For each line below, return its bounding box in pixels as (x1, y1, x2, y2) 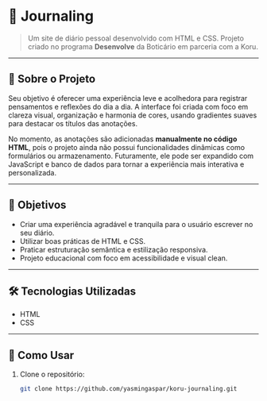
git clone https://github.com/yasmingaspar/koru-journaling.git (19, 385, 238, 393)
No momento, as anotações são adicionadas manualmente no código (8, 134, 238, 144)
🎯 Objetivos (8, 199, 67, 212)
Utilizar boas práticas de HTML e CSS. (19, 236, 145, 245)
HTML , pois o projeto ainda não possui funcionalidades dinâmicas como (8, 142, 245, 152)
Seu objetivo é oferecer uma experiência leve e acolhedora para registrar (8, 93, 248, 102)
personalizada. (8, 168, 57, 177)
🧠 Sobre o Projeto (8, 72, 96, 86)
